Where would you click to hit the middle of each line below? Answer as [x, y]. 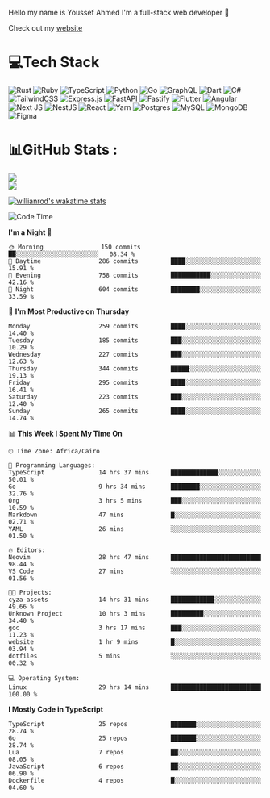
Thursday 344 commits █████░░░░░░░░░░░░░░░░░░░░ [135, 368]
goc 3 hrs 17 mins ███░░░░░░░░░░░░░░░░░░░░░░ [135, 628]
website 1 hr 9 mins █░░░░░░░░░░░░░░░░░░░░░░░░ [135, 641]
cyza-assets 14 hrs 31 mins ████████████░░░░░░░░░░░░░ [135, 600]
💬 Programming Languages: [52, 465]
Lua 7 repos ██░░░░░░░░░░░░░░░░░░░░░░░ [135, 752]
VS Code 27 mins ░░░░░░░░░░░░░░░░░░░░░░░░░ [135, 571]
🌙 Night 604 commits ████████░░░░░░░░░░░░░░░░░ [135, 289]
